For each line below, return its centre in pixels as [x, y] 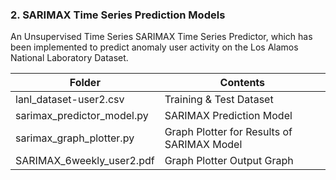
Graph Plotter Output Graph [229, 161]
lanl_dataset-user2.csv [70, 100]
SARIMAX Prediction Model [228, 116]
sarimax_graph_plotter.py [75, 138]
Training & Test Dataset [219, 100]
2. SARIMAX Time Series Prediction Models [118, 15]
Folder [85, 83]
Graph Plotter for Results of [228, 132]
